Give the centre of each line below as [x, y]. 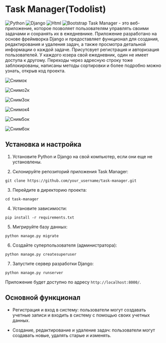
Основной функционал [43, 298]
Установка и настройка [43, 145]
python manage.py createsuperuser [41, 254]
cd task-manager [22, 199]
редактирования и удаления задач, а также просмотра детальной [76, 44]
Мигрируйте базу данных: [40, 227]
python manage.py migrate [32, 236]
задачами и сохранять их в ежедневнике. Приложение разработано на [81, 33]
